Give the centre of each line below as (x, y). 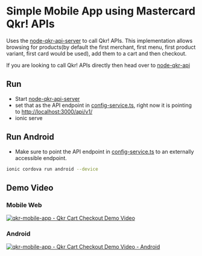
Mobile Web (24, 205)
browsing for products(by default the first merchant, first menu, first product (101, 47)
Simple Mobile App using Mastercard (101, 11)
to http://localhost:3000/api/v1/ (54, 111)
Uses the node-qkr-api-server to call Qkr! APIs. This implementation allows (99, 40)
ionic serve (29, 118)
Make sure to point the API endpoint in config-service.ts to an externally (104, 152)
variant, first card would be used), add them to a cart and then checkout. (96, 53)
